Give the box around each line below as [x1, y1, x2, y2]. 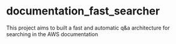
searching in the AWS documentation [6, 30, 99, 37]
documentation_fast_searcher [6, 4, 160, 18]
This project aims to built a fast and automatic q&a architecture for [6, 24, 170, 31]
